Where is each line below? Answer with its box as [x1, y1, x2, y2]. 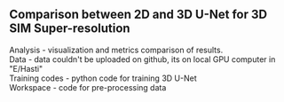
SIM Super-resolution [9, 21, 130, 36]
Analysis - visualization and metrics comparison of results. [9, 44, 224, 55]
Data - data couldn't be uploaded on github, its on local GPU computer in [9, 53, 276, 65]
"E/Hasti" [9, 63, 43, 74]
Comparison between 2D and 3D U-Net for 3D [9, 7, 268, 22]
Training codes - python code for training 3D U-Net [9, 73, 197, 83]
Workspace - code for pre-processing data [9, 82, 167, 92]
